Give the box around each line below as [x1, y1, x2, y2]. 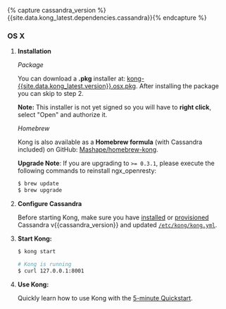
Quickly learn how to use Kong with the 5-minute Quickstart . [17, 293, 193, 302]
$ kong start [17, 248, 56, 255]
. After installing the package [135, 82, 220, 90]
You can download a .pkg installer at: [17, 74, 125, 83]
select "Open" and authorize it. [17, 111, 108, 119]
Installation [17, 47, 51, 56]
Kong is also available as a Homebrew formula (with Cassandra [17, 138, 203, 147]
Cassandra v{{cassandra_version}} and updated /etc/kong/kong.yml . [17, 221, 218, 229]
